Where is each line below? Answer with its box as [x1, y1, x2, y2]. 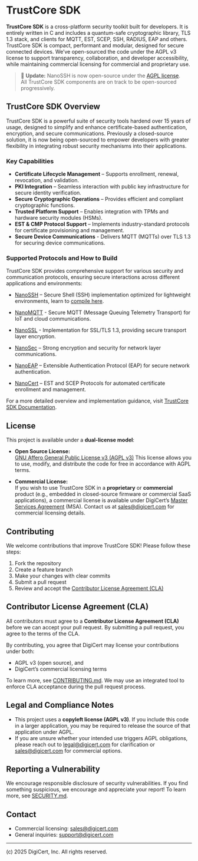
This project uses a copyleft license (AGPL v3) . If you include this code [14, 715, 189, 723]
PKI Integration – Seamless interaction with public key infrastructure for [14, 183, 190, 190]
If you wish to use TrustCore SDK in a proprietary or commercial [14, 484, 173, 491]
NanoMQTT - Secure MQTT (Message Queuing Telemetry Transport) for [14, 309, 191, 316]
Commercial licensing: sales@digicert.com [14, 825, 119, 832]
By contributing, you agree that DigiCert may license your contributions [6, 641, 179, 648]
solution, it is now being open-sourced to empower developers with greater [6, 136, 190, 143]
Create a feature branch [14, 566, 73, 573]
